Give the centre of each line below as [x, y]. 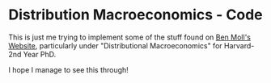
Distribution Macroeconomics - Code [135, 15]
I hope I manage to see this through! [69, 69]
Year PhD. [40, 54]
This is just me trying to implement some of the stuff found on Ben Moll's [129, 37]
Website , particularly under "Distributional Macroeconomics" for [115, 45]
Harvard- [239, 45]
